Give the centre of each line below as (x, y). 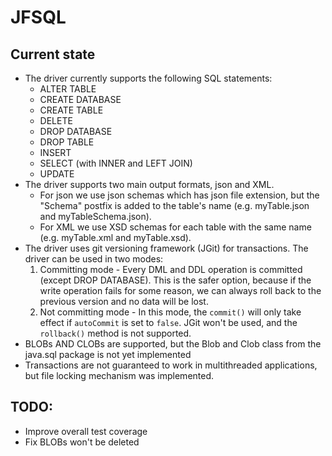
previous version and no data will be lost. (124, 301)
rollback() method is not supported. (115, 333)
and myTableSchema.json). (95, 216)
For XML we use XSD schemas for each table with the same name (175, 227)
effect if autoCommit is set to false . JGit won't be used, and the (168, 322)
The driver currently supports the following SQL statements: (148, 78)
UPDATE (57, 174)
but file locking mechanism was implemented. (119, 375)
